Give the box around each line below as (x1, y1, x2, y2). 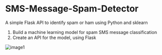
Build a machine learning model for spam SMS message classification (12, 29, 157, 35)
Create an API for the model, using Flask (12, 34, 97, 40)
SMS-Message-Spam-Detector (5, 3, 139, 14)
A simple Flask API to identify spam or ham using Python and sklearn (5, 19, 148, 25)
